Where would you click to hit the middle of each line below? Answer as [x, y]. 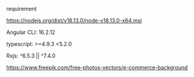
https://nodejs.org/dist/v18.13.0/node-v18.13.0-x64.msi [74, 20]
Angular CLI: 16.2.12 [31, 32]
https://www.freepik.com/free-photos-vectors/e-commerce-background [97, 67]
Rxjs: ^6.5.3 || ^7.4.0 [31, 56]
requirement [22, 9]
